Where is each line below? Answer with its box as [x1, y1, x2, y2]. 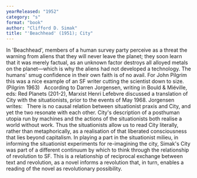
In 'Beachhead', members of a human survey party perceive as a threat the [6, 46, 188, 53]
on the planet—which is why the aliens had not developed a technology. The [6, 65, 191, 72]
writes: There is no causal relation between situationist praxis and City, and [6, 103, 191, 110]
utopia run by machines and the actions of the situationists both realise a [6, 115, 182, 122]
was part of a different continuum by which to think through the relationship [6, 146, 189, 153]
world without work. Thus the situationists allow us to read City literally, [6, 122, 179, 129]
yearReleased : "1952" [6, 8, 59, 15]
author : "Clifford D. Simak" [6, 25, 78, 31]
